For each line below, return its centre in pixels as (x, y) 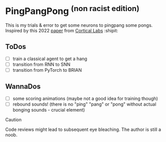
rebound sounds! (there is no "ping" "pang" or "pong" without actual (84, 104)
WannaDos (23, 86)
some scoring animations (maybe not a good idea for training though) (85, 99)
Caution (13, 120)
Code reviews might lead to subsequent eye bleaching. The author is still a (83, 129)
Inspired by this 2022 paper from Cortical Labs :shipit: (62, 31)
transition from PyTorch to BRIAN (47, 70)
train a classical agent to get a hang (50, 59)
